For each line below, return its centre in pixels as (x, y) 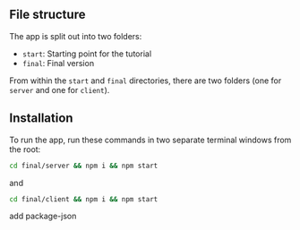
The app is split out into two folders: (76, 36)
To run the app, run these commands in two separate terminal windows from (150, 140)
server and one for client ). (60, 89)
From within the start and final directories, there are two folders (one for (146, 81)
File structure (47, 15)
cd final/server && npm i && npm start (84, 166)
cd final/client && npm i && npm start (84, 199)
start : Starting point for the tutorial (87, 54)
